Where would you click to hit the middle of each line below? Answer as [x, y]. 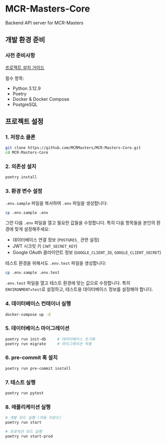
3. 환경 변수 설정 [24, 191]
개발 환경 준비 [25, 40]
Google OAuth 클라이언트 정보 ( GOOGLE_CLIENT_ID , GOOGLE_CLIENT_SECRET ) [87, 252]
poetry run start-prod [29, 436]
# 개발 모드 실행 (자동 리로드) [33, 418]
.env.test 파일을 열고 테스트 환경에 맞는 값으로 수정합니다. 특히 [68, 283]
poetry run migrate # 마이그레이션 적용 [48, 344]
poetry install [21, 177]
